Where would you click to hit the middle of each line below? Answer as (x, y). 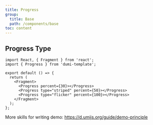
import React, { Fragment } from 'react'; (50, 60)
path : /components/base (34, 24)
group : (12, 14)
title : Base (22, 19)
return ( (19, 77)
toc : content (19, 28)
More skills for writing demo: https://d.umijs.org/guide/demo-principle (76, 117)
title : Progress (22, 10)
